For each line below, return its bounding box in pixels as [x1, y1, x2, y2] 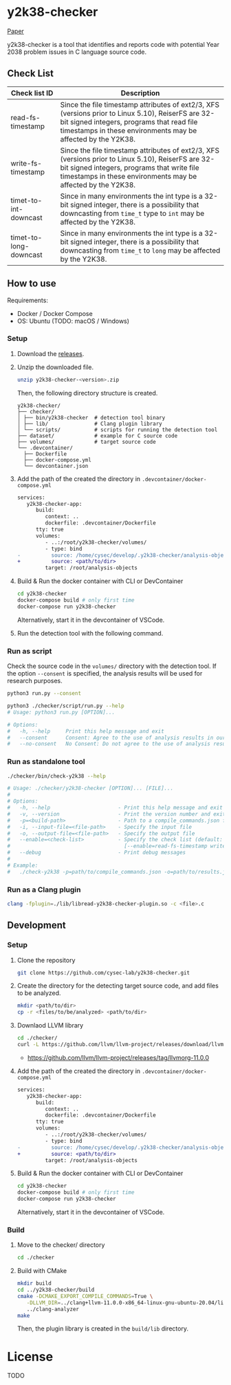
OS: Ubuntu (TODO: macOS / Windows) [16, 317, 129, 325]
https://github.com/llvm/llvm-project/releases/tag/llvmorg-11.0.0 [27, 1053, 210, 1061]
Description [120, 88, 160, 97]
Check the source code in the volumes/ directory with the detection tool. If [7, 662, 217, 670]
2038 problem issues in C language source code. [7, 48, 146, 56]
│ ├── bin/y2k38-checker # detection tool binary [16, 414, 166, 421]
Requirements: [7, 296, 48, 304]
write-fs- [10, 158, 43, 168]
